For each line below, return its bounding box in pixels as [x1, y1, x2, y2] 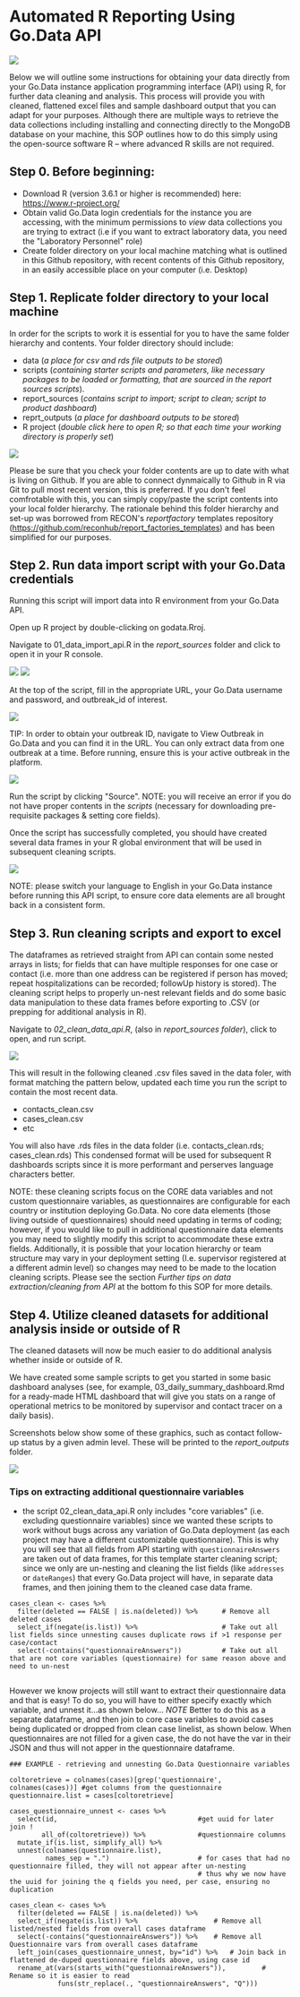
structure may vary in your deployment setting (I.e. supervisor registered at [9, 1253, 287, 1264]
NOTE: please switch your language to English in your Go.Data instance [9, 880, 273, 892]
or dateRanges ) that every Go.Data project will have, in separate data [21, 1573, 274, 1583]
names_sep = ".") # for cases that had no [45, 1854, 291, 1864]
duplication [9, 1885, 54, 1895]
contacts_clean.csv [21, 1104, 94, 1115]
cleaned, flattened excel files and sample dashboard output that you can [9, 100, 277, 111]
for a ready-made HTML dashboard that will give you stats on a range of [9, 1391, 276, 1401]
